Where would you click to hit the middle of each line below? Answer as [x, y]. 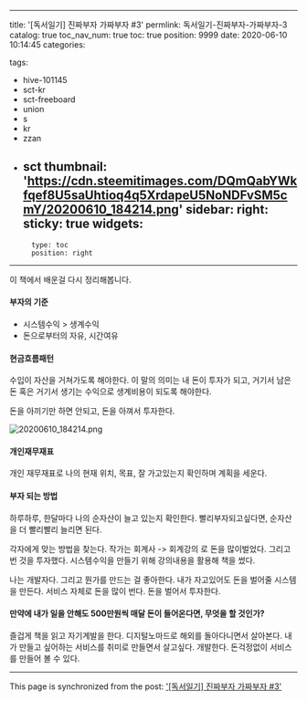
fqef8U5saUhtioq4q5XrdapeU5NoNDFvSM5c [155, 196]
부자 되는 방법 [33, 496]
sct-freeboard [49, 99]
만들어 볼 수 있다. [49, 658]
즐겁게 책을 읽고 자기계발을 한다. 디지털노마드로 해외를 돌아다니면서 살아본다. [146, 635]
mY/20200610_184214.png [101, 209]
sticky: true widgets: [83, 224]
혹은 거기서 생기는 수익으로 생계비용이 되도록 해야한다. [115, 392]
